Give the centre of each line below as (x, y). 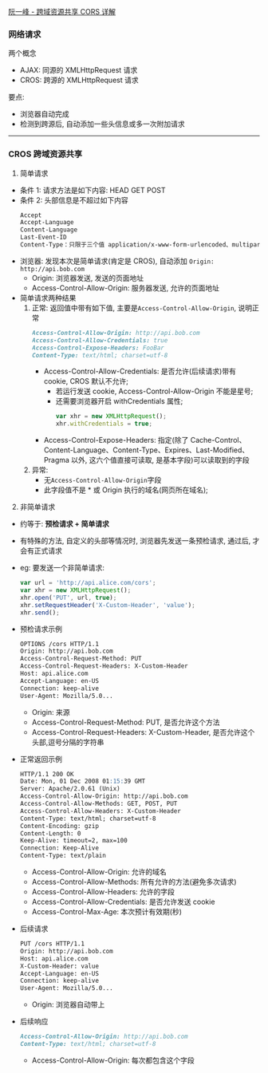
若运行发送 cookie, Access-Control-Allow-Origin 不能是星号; (154, 391)
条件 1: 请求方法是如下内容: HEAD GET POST (93, 190)
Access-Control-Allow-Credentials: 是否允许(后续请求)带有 (140, 371)
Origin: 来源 (51, 712)
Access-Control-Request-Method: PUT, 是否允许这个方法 (126, 722)
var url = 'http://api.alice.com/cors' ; (88, 583)
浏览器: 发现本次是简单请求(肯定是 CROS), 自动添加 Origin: (117, 261)
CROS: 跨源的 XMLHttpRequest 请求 (79, 80)
